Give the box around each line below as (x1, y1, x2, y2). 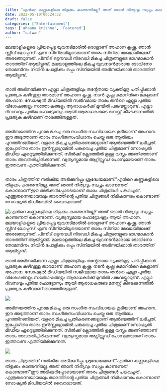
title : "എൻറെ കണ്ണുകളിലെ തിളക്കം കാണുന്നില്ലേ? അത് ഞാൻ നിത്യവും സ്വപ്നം (5, 7, 153, 12)
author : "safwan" (5, 30, 41, 35)
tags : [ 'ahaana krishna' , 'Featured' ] (5, 26, 85, 31)
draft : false (5, 16, 32, 21)
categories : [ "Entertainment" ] (5, 21, 70, 26)
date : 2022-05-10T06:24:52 (5, 12, 61, 17)
